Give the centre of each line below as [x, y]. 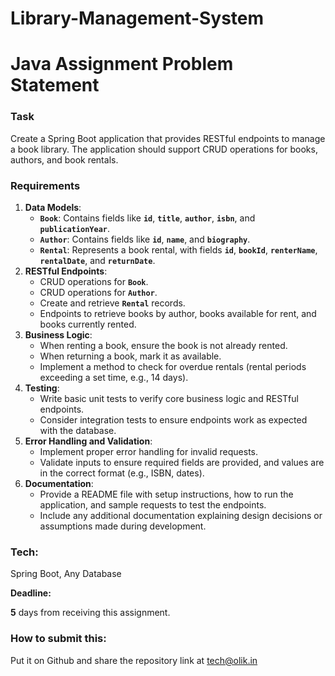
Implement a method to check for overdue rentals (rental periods [173, 366]
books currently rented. [88, 324]
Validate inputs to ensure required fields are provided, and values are [182, 462]
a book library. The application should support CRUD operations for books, [164, 149]
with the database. [78, 430]
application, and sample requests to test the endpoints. [153, 504]
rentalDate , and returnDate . [97, 260]
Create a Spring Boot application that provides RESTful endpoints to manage [168, 138]
